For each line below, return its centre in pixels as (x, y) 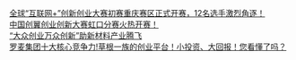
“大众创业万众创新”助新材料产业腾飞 (76, 35)
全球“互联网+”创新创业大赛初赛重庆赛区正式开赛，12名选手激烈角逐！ (137, 13)
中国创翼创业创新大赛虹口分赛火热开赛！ (84, 24)
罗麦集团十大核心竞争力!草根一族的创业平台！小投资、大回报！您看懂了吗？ (148, 47)
